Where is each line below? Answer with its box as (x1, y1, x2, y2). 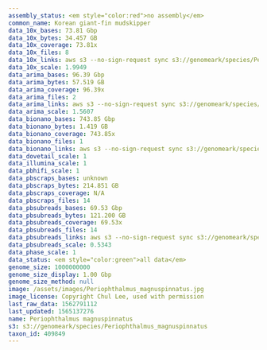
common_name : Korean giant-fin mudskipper (8, 19, 151, 27)
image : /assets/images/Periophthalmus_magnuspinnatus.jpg (8, 286, 204, 294)
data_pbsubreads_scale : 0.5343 (8, 241, 112, 249)
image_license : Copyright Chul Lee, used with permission (8, 293, 204, 301)
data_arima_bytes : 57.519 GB (8, 78, 105, 86)
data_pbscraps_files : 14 (8, 196, 91, 204)
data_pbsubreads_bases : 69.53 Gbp (8, 204, 123, 212)
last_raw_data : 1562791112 (8, 300, 98, 308)
